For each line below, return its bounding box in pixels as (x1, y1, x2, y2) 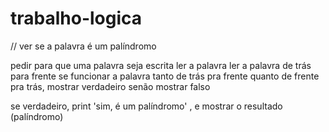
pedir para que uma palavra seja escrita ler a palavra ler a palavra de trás (10, 59, 312, 71)
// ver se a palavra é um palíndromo (10, 40, 157, 52)
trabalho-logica (10, 7, 143, 30)
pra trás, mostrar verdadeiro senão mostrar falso (10, 80, 211, 92)
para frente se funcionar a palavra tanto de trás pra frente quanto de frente (10, 70, 320, 82)
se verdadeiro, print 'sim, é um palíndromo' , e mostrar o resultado (10, 100, 283, 112)
